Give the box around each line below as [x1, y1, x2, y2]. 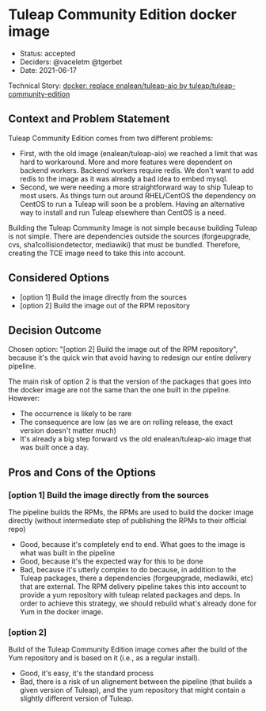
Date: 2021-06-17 [19, 65, 77, 75]
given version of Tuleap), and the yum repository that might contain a [19, 686, 245, 695]
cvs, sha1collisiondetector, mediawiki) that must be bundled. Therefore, [8, 239, 241, 249]
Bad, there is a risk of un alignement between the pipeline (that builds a [19, 677, 253, 686]
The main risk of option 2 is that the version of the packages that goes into [8, 377, 252, 386]
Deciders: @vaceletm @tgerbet [19, 57, 123, 67]
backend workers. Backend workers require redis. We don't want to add [19, 165, 255, 175]
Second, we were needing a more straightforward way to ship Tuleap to [19, 182, 253, 192]
